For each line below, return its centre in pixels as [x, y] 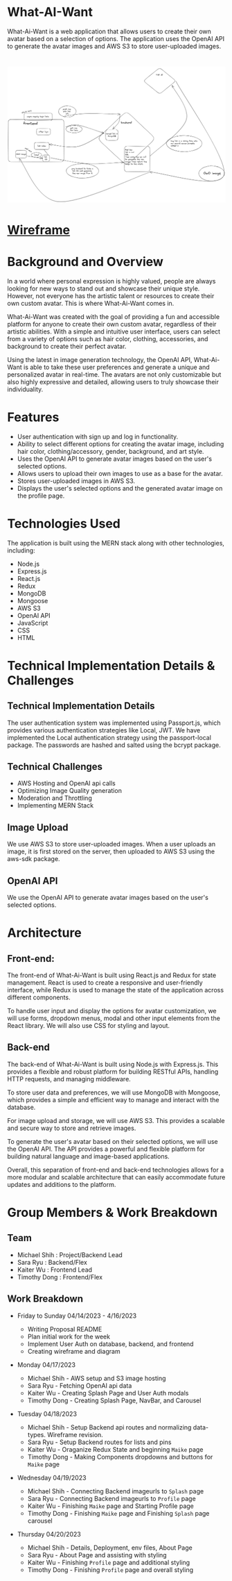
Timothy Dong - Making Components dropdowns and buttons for [120, 1457]
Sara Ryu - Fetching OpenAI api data [80, 1385]
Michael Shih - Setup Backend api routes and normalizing [109, 1427]
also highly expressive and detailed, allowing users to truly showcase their [113, 382]
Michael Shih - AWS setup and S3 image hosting [97, 1378]
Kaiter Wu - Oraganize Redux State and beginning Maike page [115, 1449]
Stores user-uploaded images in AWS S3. [76, 481]
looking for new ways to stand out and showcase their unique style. [104, 288]
